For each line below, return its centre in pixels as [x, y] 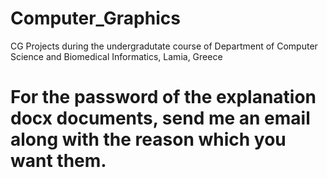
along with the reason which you [148, 139]
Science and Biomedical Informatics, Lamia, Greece [116, 56]
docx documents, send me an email [160, 118]
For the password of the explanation [163, 97]
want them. [58, 161]
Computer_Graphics [95, 18]
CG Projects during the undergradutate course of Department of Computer [164, 46]
